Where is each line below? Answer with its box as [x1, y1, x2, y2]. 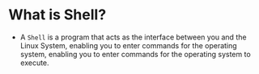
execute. [19, 58, 50, 68]
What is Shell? [8, 6, 107, 24]
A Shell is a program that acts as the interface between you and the [19, 32, 247, 42]
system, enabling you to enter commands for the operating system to [19, 49, 251, 59]
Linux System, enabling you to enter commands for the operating [19, 40, 237, 50]
